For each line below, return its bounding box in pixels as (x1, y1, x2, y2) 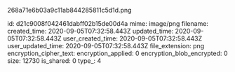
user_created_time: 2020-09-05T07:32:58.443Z (62, 34, 203, 43)
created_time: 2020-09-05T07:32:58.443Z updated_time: (7, 27, 174, 35)
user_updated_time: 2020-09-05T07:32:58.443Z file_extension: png (7, 42, 205, 50)
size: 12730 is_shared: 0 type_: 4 (7, 57, 102, 65)
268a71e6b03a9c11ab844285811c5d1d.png (7, 6, 132, 14)
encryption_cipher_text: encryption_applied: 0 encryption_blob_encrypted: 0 (7, 49, 228, 57)
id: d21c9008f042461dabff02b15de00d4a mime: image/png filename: (7, 20, 209, 27)
